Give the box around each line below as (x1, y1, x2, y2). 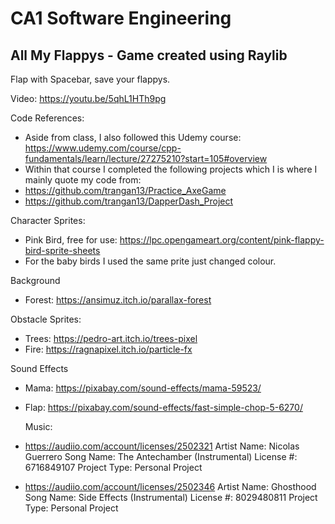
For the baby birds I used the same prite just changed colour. (24, 255, 277, 267)
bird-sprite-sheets (24, 245, 101, 256)
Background (10, 275, 61, 286)
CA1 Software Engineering (10, 7, 232, 30)
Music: (24, 421, 53, 432)
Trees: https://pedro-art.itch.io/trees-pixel (24, 333, 198, 344)
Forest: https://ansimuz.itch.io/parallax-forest (24, 294, 212, 306)
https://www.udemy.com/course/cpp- (24, 142, 182, 154)
